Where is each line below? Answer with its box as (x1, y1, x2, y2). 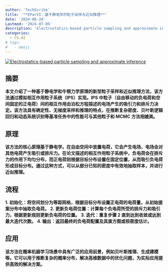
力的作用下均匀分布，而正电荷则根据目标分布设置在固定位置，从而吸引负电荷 (5, 157, 163, 163)
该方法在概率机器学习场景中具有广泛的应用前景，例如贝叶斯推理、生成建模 (5, 248, 158, 254)
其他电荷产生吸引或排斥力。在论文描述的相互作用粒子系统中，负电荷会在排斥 (5, 150, 163, 156)
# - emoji (5, 45, 30, 50)
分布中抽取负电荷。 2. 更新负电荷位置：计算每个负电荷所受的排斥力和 (9, 206, 152, 212)
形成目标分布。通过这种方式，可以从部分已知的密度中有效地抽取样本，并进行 (5, 163, 163, 169)
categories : (5, 31, 30, 36)
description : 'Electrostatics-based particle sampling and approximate (5, 26, 157, 31)
